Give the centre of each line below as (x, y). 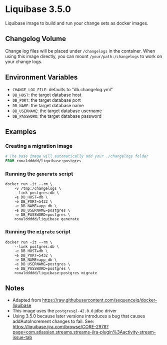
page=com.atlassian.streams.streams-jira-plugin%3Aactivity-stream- (84, 332)
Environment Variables (41, 77)
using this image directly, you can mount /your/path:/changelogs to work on (84, 56)
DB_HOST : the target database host (47, 95)
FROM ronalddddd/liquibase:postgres (43, 161)
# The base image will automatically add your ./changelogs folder (77, 156)
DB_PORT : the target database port (46, 100)
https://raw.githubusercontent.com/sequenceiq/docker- (100, 300)
